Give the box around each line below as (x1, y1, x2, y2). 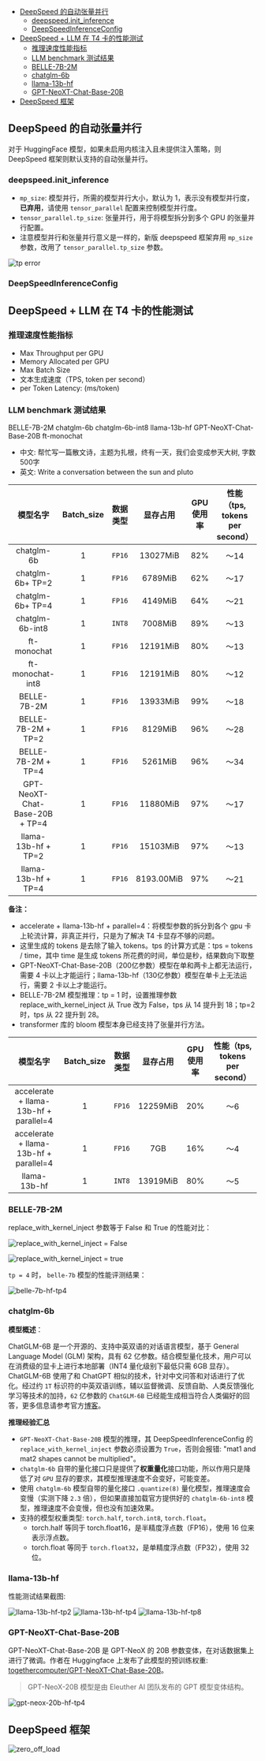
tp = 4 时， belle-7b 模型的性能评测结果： (8, 1270, 147, 1280)
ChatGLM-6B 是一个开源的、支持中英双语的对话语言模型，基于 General (8, 1341, 239, 1351)
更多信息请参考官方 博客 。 (21, 1401, 105, 1410)
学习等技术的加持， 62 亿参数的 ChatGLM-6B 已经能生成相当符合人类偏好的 (8, 1390, 243, 1400)
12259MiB (137, 1101, 179, 1112)
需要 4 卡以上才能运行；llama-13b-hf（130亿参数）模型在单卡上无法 (19, 971, 241, 980)
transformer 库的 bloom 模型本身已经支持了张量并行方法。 (19, 1020, 209, 1029)
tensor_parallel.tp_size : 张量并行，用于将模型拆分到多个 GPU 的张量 (19, 213, 248, 222)
